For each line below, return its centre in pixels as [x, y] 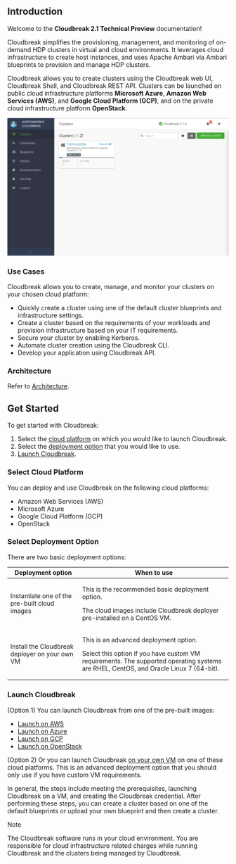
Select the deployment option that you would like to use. [99, 447]
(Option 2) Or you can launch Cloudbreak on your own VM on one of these [115, 760]
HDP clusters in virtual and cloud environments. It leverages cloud [128, 49]
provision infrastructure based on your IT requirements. [98, 331]
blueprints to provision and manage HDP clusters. [79, 64]
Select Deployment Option [53, 542]
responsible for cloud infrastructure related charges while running [103, 845]
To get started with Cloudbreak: [53, 426]
